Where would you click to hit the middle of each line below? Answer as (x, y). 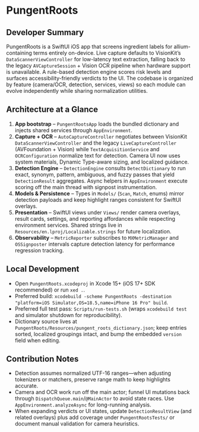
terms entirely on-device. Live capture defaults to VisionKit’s (107, 53)
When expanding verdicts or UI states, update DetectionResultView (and (103, 411)
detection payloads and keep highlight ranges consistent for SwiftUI (98, 199)
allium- (182, 46)
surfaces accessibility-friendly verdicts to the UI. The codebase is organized (99, 78)
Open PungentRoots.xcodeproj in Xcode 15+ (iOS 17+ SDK (85, 283)
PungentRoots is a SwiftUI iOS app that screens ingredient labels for (89, 46)
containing (19, 53)
